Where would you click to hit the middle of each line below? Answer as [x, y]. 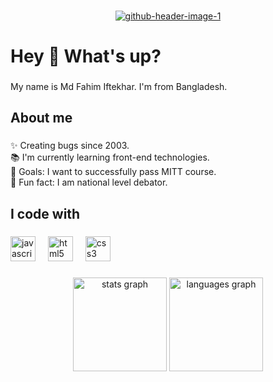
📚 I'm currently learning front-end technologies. [110, 157]
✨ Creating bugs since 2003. [70, 146]
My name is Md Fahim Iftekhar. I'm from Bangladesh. [119, 87]
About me [41, 118]
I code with [45, 213]
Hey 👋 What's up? [86, 56]
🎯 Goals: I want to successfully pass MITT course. [113, 172]
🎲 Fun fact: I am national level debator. [89, 182]
